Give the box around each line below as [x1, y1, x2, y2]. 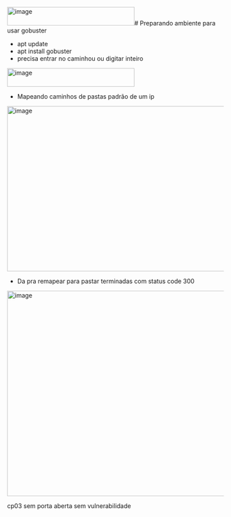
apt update [16, 40, 48, 48]
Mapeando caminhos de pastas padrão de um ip [16, 92, 155, 100]
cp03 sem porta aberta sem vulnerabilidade [7, 502, 131, 510]
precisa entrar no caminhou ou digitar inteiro [16, 55, 144, 62]
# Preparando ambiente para [134, 19, 216, 27]
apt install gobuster [16, 47, 72, 55]
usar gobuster [7, 26, 47, 35]
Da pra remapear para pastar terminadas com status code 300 [16, 277, 195, 285]
